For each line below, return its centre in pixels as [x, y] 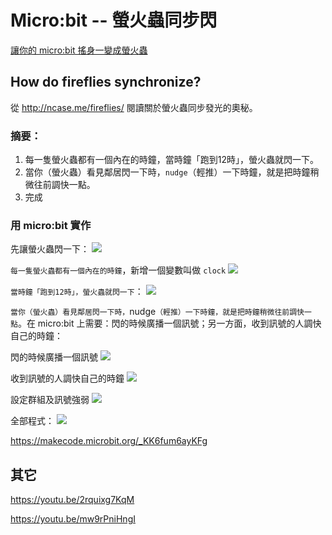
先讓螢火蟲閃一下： [50, 249]
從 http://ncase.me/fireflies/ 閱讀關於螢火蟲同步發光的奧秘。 [134, 107]
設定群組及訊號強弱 [50, 400]
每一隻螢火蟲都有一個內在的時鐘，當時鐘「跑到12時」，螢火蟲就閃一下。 [172, 160]
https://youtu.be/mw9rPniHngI [73, 519]
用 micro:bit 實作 [51, 225]
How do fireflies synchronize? [106, 82]
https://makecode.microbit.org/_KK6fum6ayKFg [109, 441]
